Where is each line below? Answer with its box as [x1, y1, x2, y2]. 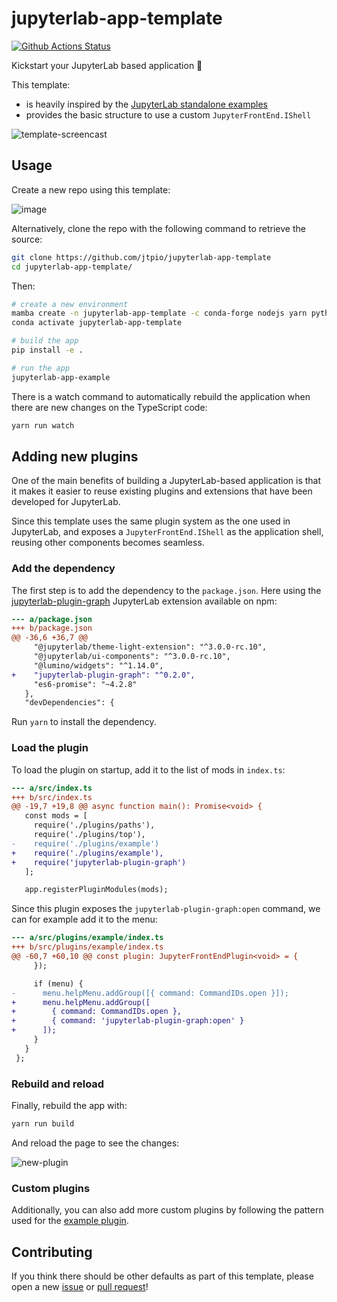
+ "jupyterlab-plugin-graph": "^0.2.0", [11, 670, 196, 680]
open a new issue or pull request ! [11, 1280, 149, 1292]
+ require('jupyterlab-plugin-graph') [11, 857, 187, 867]
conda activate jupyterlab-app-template [11, 318, 183, 328]
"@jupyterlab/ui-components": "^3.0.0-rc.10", [33, 652, 231, 662]
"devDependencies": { [24, 698, 115, 708]
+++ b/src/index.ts [11, 792, 93, 802]
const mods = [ [24, 811, 88, 821]
